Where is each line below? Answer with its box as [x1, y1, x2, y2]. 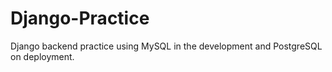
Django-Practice [10, 7, 150, 30]
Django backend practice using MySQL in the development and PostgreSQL [10, 40, 323, 52]
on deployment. [10, 50, 75, 62]
